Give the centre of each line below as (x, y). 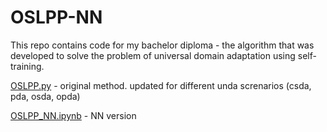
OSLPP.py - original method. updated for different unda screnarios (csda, (161, 85)
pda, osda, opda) (45, 96)
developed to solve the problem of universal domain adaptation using (153, 55)
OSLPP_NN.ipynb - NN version (73, 115)
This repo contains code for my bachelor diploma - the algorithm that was (162, 45)
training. (27, 66)
